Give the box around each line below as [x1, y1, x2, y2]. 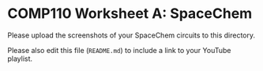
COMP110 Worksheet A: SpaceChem [7, 5, 253, 23]
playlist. [7, 54, 33, 63]
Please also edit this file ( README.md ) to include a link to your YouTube [7, 45, 231, 55]
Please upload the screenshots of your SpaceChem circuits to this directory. [7, 30, 256, 40]
